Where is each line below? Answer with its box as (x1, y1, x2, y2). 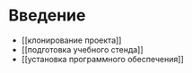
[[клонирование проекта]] (21, 35, 122, 45)
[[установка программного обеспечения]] (21, 53, 185, 64)
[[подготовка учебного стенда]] (21, 44, 144, 54)
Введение (8, 5, 86, 26)
